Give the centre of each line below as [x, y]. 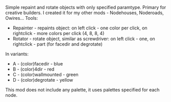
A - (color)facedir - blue [38, 64]
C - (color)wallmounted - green [45, 75]
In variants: [17, 54]
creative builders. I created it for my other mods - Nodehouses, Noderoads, [85, 13]
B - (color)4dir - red [33, 69]
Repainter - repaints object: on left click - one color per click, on [80, 28]
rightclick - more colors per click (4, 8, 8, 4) [58, 33]
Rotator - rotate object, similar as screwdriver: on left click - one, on [84, 39]
